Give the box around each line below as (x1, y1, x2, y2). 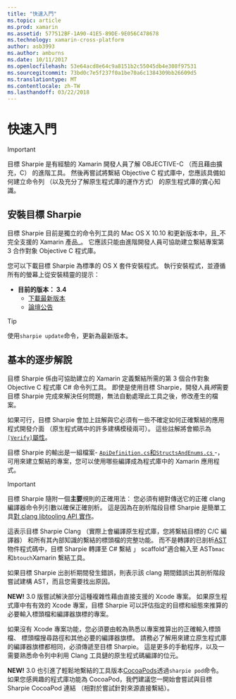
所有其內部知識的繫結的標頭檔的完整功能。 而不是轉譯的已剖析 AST (33, 536, 227, 544)
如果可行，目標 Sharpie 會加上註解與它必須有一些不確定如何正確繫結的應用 (7, 415, 225, 423)
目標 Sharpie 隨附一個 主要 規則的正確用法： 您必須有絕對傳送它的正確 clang (7, 494, 225, 502)
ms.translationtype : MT (7, 75, 77, 83)
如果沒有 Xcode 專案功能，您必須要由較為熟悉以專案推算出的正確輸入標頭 (7, 624, 221, 633)
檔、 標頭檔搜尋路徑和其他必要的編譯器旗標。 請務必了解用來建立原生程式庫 (7, 633, 227, 642)
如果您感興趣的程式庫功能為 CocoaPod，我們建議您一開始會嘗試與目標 (7, 674, 213, 683)
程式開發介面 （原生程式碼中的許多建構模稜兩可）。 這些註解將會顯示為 (7, 424, 211, 433)
